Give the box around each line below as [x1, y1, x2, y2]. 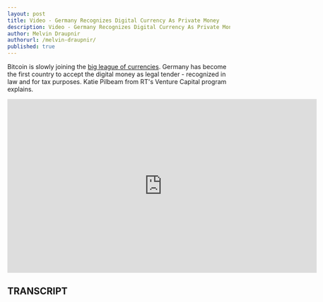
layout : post [7, 10, 46, 18]
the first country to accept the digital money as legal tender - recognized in [7, 70, 226, 78]
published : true [7, 43, 55, 50]
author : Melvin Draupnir [7, 30, 81, 37]
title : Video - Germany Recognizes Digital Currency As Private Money [7, 17, 220, 24]
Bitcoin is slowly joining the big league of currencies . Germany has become [7, 63, 227, 71]
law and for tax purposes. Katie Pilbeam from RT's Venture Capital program [7, 78, 227, 85]
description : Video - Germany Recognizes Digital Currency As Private [7, 23, 220, 30]
